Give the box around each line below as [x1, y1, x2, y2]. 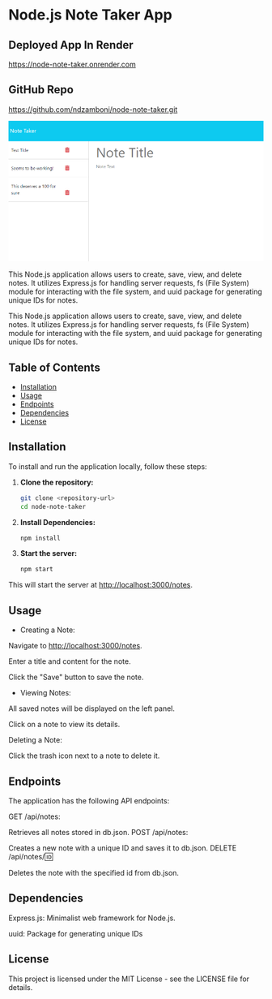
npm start [19, 566, 54, 574]
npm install [19, 534, 61, 542]
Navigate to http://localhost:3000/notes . [8, 641, 143, 651]
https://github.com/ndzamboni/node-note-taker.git [8, 104, 178, 114]
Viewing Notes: [19, 688, 71, 698]
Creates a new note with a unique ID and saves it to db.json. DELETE [8, 842, 237, 853]
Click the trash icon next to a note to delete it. [8, 751, 160, 760]
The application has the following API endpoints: [8, 795, 170, 805]
